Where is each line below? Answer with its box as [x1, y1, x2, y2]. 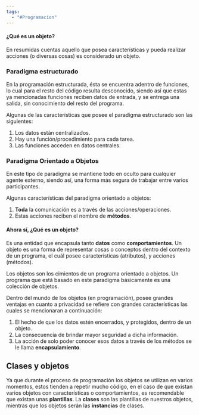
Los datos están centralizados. [14, 129, 91, 136]
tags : [6, 8, 20, 15]
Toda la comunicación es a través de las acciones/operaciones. [14, 206, 172, 213]
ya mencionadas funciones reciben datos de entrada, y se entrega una [6, 94, 180, 100]
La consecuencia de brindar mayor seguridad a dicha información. [14, 331, 179, 338]
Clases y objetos [6, 361, 70, 371]
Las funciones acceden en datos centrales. [14, 142, 121, 149]
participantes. [6, 183, 41, 190]
